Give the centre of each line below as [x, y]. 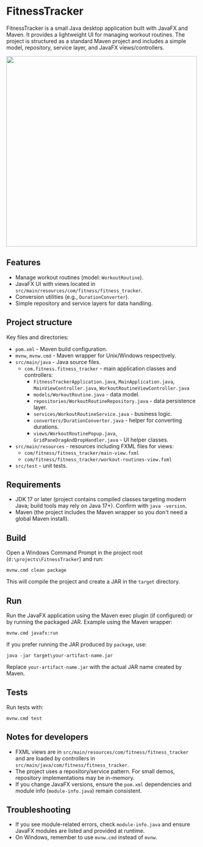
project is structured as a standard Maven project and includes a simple [96, 41]
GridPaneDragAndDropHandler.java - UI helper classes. [101, 440]
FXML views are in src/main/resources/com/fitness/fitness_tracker [102, 752]
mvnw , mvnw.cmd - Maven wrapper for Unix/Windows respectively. [96, 356]
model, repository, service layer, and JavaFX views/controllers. [85, 48]
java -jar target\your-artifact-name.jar [60, 656]
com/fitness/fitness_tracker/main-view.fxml [82, 453]
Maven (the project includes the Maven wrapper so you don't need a [101, 512]
